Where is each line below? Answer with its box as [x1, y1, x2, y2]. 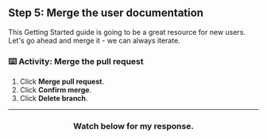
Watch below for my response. [72, 121, 195, 132]
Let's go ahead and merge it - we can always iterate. [8, 36, 180, 45]
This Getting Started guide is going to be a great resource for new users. [8, 27, 246, 36]
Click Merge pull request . [19, 77, 105, 86]
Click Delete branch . [19, 94, 88, 103]
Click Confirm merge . [19, 85, 92, 95]
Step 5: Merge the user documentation [8, 6, 204, 20]
